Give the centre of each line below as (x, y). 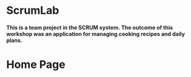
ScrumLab (33, 11)
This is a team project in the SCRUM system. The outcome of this (90, 27)
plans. (14, 40)
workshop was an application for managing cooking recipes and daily (95, 34)
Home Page (36, 64)
